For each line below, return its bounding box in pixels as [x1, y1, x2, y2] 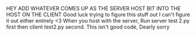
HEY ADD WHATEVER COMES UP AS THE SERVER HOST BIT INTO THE [6, 5, 181, 12]
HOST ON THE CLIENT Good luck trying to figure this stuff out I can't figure [6, 11, 191, 18]
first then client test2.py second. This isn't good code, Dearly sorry [6, 23, 170, 30]
